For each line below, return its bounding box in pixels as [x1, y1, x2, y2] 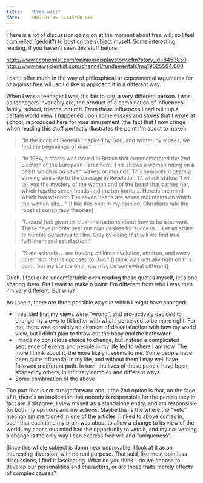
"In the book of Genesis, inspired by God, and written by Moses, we [21, 136, 190, 143]
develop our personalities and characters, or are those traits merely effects [6, 463, 193, 470]
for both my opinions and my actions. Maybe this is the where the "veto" [6, 406, 187, 413]
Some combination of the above [15, 375, 95, 382]
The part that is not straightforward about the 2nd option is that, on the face [6, 386, 196, 394]
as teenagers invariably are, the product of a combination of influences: [6, 98, 185, 106]
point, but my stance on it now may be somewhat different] [21, 262, 168, 269]
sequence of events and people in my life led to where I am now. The [15, 343, 187, 350]
